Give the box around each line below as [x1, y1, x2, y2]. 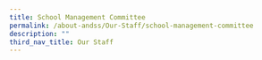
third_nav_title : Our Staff [9, 37, 114, 47]
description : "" [9, 29, 70, 38]
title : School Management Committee [9, 12, 146, 22]
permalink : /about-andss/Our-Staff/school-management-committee [9, 21, 254, 30]
